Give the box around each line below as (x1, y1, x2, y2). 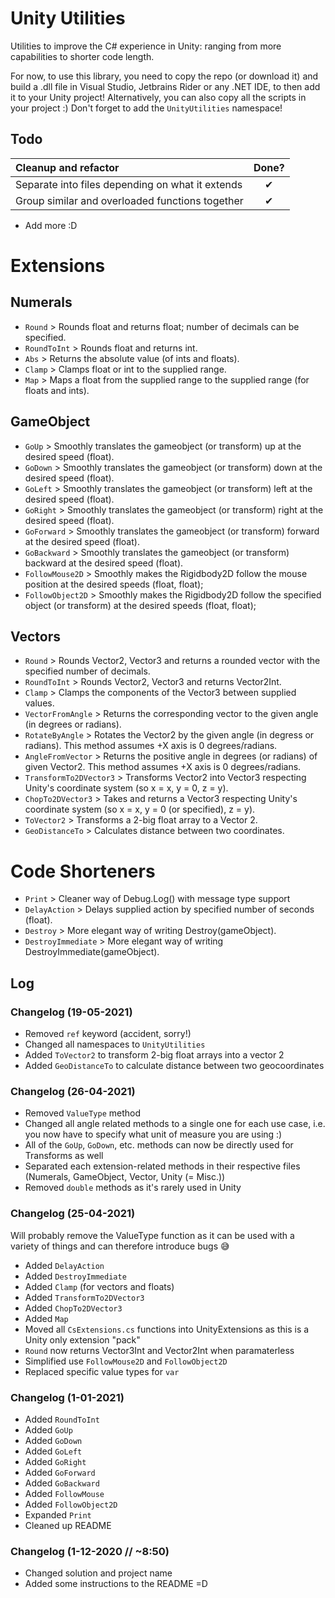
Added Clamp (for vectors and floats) (24, 1280, 175, 1292)
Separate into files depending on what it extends (15, 177, 243, 191)
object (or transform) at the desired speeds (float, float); (24, 599, 257, 611)
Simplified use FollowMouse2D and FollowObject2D (24, 1355, 228, 1367)
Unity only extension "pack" (24, 1333, 141, 1346)
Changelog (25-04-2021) (10, 1207, 136, 1221)
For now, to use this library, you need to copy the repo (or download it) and (10, 70, 319, 82)
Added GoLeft (24, 1445, 83, 1457)
